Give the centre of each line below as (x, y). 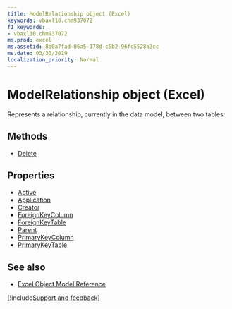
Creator (29, 207)
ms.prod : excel (30, 40)
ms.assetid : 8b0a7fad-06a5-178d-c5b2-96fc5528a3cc (83, 47)
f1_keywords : (26, 27)
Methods (28, 137)
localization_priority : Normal (53, 60)
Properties (31, 175)
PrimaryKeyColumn (45, 238)
